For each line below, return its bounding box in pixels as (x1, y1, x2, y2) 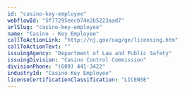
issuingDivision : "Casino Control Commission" (7, 57, 147, 64)
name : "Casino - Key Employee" (7, 30, 100, 37)
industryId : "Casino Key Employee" (7, 69, 112, 76)
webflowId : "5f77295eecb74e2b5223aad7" (7, 17, 125, 24)
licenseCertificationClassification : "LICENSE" (7, 76, 150, 83)
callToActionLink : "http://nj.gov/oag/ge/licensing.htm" (7, 37, 179, 44)
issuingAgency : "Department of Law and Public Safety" (7, 50, 172, 57)
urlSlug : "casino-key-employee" (7, 23, 102, 30)
